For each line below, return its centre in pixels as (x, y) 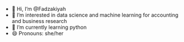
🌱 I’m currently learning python (49, 27)
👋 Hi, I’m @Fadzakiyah (39, 9)
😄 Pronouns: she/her (37, 33)
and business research (39, 21)
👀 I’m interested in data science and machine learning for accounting (95, 15)
